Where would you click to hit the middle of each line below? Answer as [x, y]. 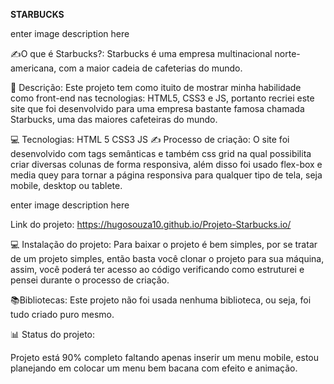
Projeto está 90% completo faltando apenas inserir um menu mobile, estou [165, 357]
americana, [33, 68]
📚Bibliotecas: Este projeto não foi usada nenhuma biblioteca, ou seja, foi [161, 300]
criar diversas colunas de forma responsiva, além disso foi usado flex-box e [166, 164]
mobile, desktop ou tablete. [66, 185]
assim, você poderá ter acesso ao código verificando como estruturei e [157, 269]
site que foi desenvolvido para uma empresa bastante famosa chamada [157, 108]
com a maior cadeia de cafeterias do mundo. [150, 68]
